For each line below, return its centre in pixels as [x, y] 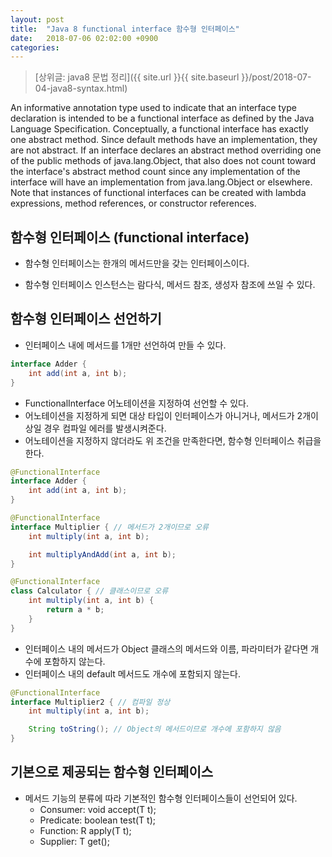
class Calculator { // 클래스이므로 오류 [89, 591]
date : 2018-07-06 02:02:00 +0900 [84, 38]
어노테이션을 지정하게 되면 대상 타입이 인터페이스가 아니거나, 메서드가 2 [163, 415]
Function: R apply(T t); [85, 830]
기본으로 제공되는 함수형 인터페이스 [112, 772]
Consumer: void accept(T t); [98, 809]
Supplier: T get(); [74, 841]
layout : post [37, 19]
